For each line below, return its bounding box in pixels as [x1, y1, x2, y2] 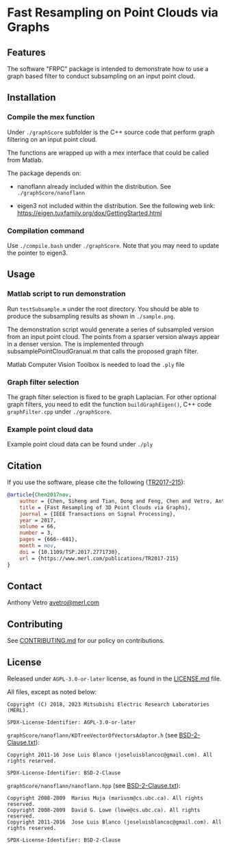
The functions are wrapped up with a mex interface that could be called [7, 149, 209, 157]
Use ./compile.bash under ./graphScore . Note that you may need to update [7, 241, 219, 249]
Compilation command [7, 226, 84, 236]
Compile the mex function [7, 112, 95, 122]
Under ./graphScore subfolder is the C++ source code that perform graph [7, 128, 215, 136]
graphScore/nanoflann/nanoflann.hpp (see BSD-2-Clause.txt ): [7, 782, 181, 790]
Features [7, 47, 46, 58]
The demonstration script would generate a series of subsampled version [7, 325, 214, 333]
